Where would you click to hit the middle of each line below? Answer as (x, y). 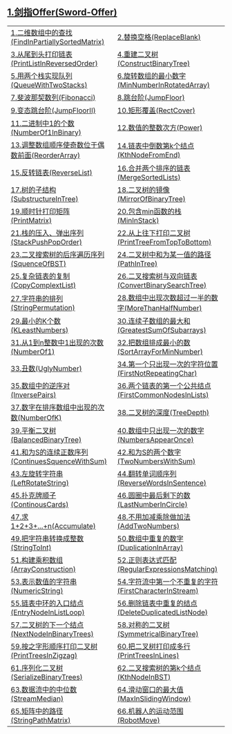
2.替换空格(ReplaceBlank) (159, 37)
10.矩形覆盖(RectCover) (156, 110)
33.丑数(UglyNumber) (46, 368)
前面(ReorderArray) (49, 155)
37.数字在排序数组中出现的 (54, 407)
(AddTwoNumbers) (148, 525)
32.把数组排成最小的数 (154, 342)
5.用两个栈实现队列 (41, 76)
